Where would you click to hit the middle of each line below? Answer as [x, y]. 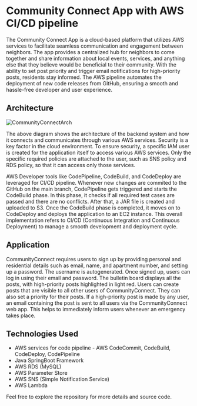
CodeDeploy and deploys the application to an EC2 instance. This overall [94, 214]
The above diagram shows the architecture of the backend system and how [98, 134]
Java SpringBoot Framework [49, 361]
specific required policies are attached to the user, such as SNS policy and [96, 159]
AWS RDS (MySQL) [38, 367]
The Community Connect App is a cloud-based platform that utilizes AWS [95, 39]
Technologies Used [42, 334]
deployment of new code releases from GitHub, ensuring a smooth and [92, 83]
